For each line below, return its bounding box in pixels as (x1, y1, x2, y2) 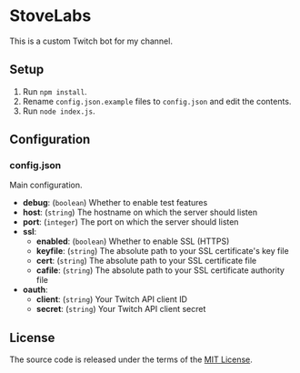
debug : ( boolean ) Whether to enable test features (22, 197, 208, 208)
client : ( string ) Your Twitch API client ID (35, 294, 188, 305)
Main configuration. (9, 179, 84, 191)
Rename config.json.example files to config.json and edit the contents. (22, 96, 292, 106)
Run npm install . (22, 86, 88, 96)
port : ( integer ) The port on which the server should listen (22, 217, 239, 227)
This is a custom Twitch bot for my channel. (9, 35, 173, 46)
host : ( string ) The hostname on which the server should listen (22, 207, 257, 218)
